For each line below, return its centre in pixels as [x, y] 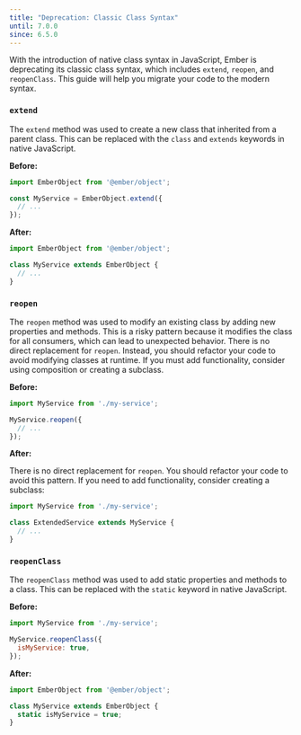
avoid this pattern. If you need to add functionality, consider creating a [139, 481]
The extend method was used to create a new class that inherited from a [143, 129]
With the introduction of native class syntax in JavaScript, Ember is [133, 60]
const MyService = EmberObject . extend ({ [86, 199]
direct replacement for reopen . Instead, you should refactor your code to [142, 350]
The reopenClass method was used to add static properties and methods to [148, 580]
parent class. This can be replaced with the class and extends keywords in [147, 138]
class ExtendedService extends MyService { [92, 523]
